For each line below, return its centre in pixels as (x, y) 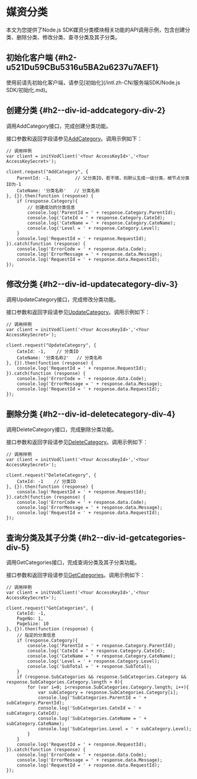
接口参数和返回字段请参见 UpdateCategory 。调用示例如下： (78, 312)
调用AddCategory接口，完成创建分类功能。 (59, 126)
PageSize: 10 (33, 624)
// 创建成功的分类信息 (51, 207)
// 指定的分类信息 (36, 635)
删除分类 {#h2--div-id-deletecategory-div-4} (91, 414)
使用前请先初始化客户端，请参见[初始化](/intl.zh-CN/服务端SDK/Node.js (93, 82)
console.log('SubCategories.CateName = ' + (92, 718)
